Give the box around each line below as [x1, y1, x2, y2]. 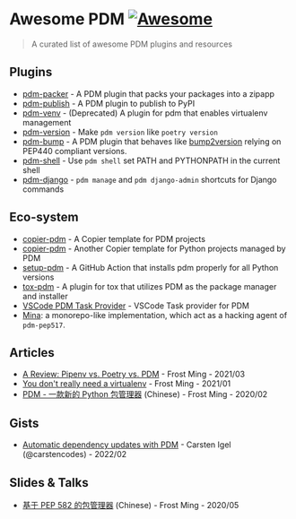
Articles [9, 345, 56, 360]
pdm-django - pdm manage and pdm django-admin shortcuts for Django [22, 174, 277, 185]
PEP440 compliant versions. [22, 145, 127, 156]
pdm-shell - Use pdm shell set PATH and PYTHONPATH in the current [22, 155, 281, 166]
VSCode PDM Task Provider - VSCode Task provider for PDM [22, 300, 249, 311]
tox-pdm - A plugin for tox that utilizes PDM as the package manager [22, 281, 277, 291]
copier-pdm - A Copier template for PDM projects [22, 233, 206, 244]
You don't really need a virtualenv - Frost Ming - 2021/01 [22, 378, 231, 389]
